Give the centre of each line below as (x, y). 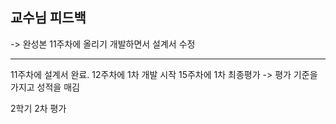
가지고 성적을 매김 (45, 87)
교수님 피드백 (48, 18)
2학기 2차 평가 (38, 108)
